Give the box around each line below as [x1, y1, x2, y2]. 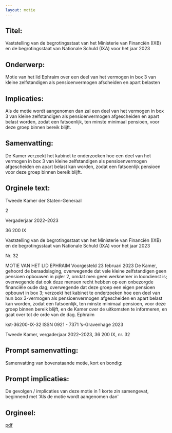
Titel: [5, 27, 23, 35]
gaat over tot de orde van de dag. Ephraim [5, 311, 95, 318]
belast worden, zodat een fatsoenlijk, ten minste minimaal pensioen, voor [5, 119, 160, 125]
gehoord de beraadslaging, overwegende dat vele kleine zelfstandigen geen [5, 267, 167, 274]
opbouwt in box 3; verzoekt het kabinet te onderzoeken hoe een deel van [5, 290, 161, 296]
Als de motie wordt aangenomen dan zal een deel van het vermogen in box [5, 108, 164, 114]
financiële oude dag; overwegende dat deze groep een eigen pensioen [5, 284, 156, 290]
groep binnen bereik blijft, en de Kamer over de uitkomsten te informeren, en [5, 306, 167, 312]
